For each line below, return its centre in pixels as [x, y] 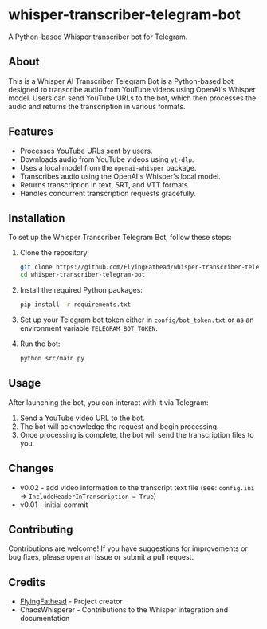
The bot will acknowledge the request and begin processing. [119, 426]
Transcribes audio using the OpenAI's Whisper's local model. [120, 176]
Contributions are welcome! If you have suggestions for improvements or [128, 548]
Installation [37, 218]
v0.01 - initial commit [54, 505]
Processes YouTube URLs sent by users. [86, 151]
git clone [36, 267]
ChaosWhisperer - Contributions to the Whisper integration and [124, 610]
